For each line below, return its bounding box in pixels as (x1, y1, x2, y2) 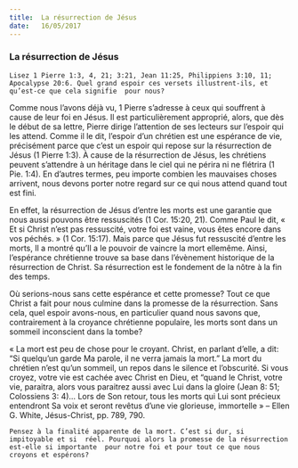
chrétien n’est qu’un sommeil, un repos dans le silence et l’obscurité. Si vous (9, 362, 289, 373)
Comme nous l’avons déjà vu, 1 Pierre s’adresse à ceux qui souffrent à (9, 102, 266, 112)
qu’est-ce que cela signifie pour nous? (9, 86, 165, 95)
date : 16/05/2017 (9, 21, 82, 30)
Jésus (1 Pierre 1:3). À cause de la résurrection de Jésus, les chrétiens (9, 149, 267, 160)
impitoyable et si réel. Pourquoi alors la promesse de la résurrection (9, 434, 289, 444)
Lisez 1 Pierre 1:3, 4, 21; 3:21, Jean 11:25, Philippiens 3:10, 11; (9, 70, 273, 80)
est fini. (9, 187, 37, 198)
